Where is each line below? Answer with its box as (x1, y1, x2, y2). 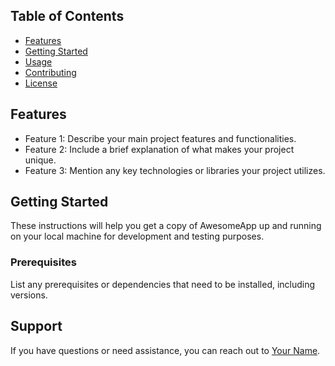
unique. (24, 154, 57, 166)
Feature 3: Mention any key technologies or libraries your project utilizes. (24, 164, 326, 176)
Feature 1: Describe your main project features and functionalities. (24, 132, 297, 144)
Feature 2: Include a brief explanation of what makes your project (24, 143, 295, 155)
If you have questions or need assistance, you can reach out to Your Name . (10, 344, 321, 356)
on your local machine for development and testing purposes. (10, 230, 265, 243)
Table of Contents (10, 8, 125, 25)
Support (10, 318, 63, 335)
